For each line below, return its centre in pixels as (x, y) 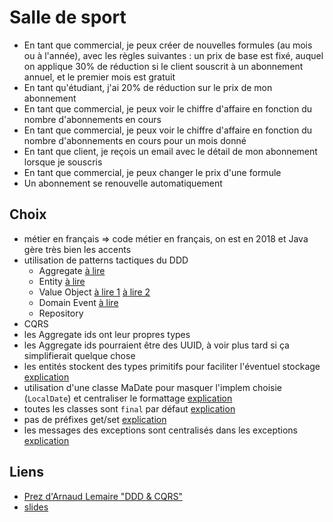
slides (36, 507)
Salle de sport (68, 17)
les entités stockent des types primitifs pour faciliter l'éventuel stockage (172, 366)
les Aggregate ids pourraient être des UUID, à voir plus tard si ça (156, 345)
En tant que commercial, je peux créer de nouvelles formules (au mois (168, 45)
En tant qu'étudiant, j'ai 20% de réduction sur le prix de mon (148, 87)
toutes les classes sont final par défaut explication (129, 408)
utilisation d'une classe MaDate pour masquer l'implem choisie (152, 387)
